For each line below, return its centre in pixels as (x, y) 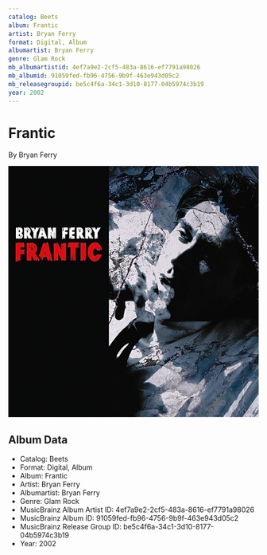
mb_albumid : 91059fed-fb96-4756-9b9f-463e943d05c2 (94, 76)
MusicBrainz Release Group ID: (70, 527)
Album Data (38, 440)
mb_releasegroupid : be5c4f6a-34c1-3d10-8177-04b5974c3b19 (106, 84)
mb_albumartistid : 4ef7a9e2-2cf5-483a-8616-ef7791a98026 (104, 68)
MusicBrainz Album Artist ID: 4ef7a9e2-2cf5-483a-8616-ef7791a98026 (137, 510)
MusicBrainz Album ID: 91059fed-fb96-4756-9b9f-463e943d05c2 (129, 518)
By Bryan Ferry (33, 155)
